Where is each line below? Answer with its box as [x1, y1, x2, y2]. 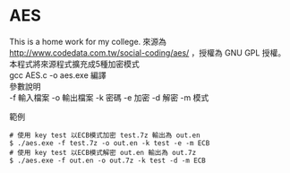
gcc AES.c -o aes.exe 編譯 [9, 69, 107, 81]
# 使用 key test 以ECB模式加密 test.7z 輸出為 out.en [9, 131, 200, 140]
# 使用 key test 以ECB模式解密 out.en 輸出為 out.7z [9, 148, 197, 157]
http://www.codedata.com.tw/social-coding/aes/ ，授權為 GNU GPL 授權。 [9, 47, 286, 58]
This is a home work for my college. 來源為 [9, 36, 167, 47]
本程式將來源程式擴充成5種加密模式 [9, 58, 141, 69]
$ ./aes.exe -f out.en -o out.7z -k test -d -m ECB [9, 156, 206, 165]
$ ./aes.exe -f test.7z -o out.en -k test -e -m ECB [9, 138, 210, 148]
